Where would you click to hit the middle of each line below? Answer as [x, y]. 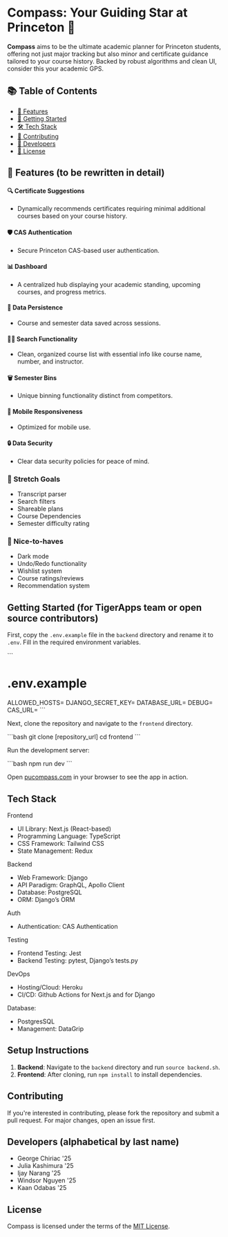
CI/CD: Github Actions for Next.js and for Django [86, 994]
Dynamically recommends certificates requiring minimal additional [111, 209]
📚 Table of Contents [53, 91]
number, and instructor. [50, 361]
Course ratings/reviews [50, 578]
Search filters [36, 502]
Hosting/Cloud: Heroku [50, 987]
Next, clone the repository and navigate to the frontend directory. [100, 724]
